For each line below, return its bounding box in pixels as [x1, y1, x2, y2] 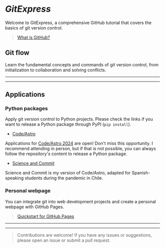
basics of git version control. [5, 25, 63, 30]
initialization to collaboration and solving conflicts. [5, 67, 107, 73]
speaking [5, 175, 24, 181]
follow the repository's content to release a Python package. [5, 151, 128, 157]
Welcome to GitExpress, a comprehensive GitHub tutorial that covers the [5, 20, 152, 26]
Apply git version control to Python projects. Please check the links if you [5, 116, 153, 122]
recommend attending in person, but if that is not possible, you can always [5, 146, 156, 152]
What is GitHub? [17, 34, 50, 40]
